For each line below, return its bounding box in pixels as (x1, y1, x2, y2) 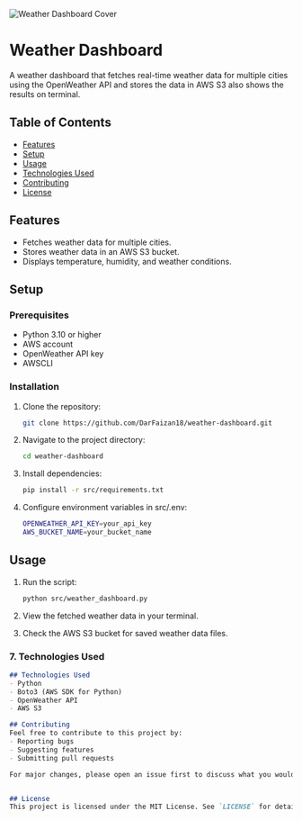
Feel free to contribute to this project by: (9, 729, 182, 738)
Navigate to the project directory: (22, 435, 146, 446)
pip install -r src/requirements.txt (22, 486, 164, 495)
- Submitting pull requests (9, 753, 115, 762)
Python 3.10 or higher (22, 329, 102, 340)
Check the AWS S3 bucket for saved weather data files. (22, 627, 228, 638)
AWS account (22, 338, 74, 350)
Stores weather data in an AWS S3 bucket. (22, 246, 180, 257)
